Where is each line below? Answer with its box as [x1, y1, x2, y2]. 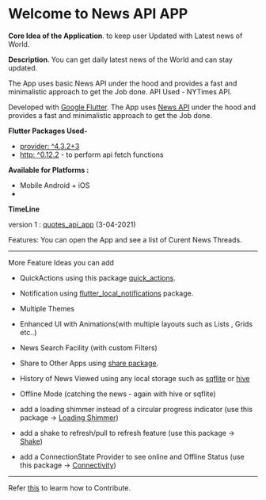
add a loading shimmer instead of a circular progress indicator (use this [19, 404, 253, 414]
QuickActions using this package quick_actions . [19, 273, 176, 282]
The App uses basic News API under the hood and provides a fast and [8, 78, 237, 88]
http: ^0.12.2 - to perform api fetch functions [19, 150, 164, 159]
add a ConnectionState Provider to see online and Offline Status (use [19, 452, 245, 461]
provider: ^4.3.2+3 [19, 141, 80, 151]
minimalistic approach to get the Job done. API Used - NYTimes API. [8, 86, 232, 96]
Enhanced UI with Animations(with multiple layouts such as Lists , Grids [19, 319, 253, 329]
